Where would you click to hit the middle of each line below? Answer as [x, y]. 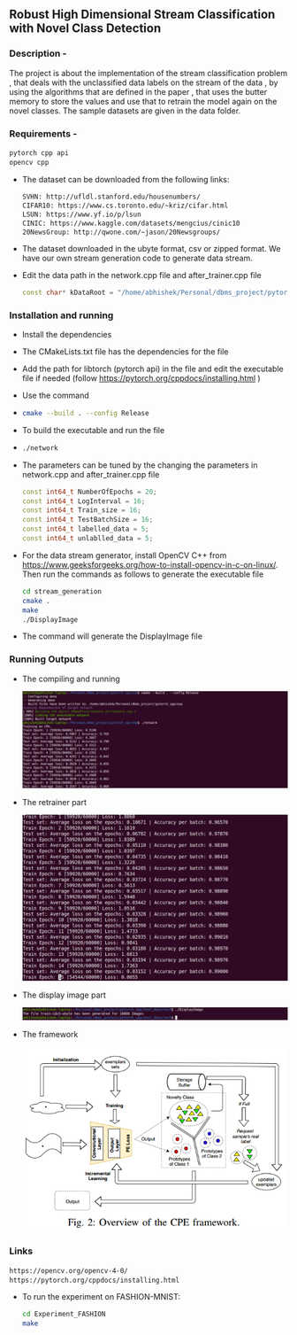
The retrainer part [54, 803]
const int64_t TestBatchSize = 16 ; [88, 520]
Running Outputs [46, 659]
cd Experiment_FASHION [64, 1315]
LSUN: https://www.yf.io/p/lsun [81, 214]
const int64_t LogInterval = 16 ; [84, 501]
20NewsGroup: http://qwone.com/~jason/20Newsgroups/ [121, 232]
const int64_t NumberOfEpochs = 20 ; [89, 492]
